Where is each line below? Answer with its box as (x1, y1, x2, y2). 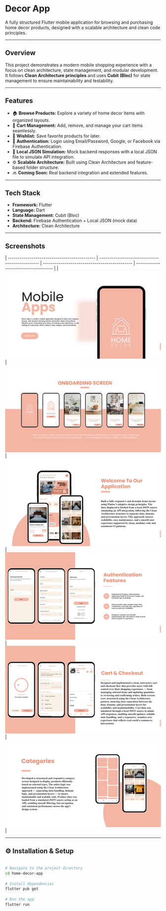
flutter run (5, 902, 30, 907)
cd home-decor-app (5, 870, 43, 876)
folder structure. (26, 164, 59, 170)
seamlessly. (12, 127, 37, 133)
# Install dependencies (5, 881, 54, 886)
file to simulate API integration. (12, 154, 75, 160)
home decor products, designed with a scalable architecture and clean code (5, 24, 161, 30)
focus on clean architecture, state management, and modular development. (5, 67, 159, 73)
